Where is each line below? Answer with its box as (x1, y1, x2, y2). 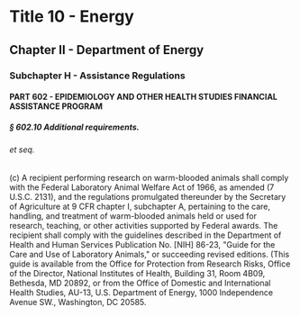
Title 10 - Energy (9, 6, 135, 27)
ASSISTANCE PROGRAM (9, 101, 104, 112)
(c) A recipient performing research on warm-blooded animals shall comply (9, 172, 289, 183)
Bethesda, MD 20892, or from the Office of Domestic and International (9, 277, 271, 288)
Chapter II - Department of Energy (9, 42, 205, 58)
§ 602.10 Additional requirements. (9, 122, 140, 132)
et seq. (9, 144, 35, 155)
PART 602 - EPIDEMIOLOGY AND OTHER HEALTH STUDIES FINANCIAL (9, 92, 277, 103)
